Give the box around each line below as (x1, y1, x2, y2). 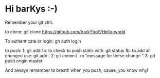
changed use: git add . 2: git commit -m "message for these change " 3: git (5, 52, 156, 59)
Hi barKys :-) (5, 3, 58, 15)
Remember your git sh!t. (5, 19, 53, 25)
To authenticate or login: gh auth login (5, 38, 81, 44)
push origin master (5, 58, 43, 63)
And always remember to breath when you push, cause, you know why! (5, 67, 148, 73)
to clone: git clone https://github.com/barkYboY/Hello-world (5, 29, 125, 34)
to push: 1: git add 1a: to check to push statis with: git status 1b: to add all (5, 47, 151, 53)
